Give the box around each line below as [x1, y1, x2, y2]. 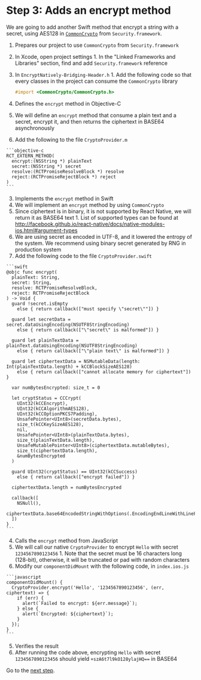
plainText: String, [11, 274, 60, 280]
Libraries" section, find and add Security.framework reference [14, 59, 168, 67]
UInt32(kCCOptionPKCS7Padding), [17, 411, 98, 417]
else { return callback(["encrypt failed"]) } [17, 474, 135, 480]
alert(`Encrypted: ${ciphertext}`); [22, 610, 114, 617]
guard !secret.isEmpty [11, 301, 68, 307]
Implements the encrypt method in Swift [14, 194, 114, 202]
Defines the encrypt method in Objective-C [14, 100, 121, 107]
